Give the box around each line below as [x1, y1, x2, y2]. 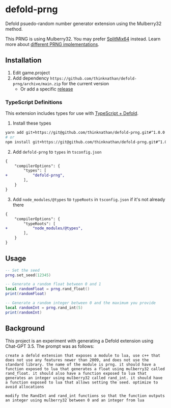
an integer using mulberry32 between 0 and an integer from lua [5, 397, 145, 403]
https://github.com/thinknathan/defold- [50, 76, 137, 81]
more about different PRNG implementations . [5, 41, 99, 47]
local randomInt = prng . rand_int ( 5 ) [5, 305, 83, 310]
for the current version [62, 80, 109, 86]
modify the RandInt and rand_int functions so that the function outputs [5, 393, 165, 398]
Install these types [12, 120, 51, 126]
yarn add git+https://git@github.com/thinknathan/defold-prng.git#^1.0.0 [5, 130, 165, 135]
